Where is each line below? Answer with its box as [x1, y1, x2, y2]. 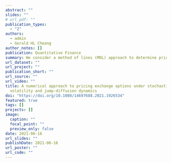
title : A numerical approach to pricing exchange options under [5, 83, 145, 88]
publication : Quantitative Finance [5, 50, 81, 55]
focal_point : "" [10, 121, 45, 127]
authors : [5, 31, 24, 36]
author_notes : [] [5, 45, 42, 51]
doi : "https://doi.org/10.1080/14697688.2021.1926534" [5, 93, 125, 98]
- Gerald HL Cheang [10, 41, 52, 46]
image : [5, 112, 19, 118]
